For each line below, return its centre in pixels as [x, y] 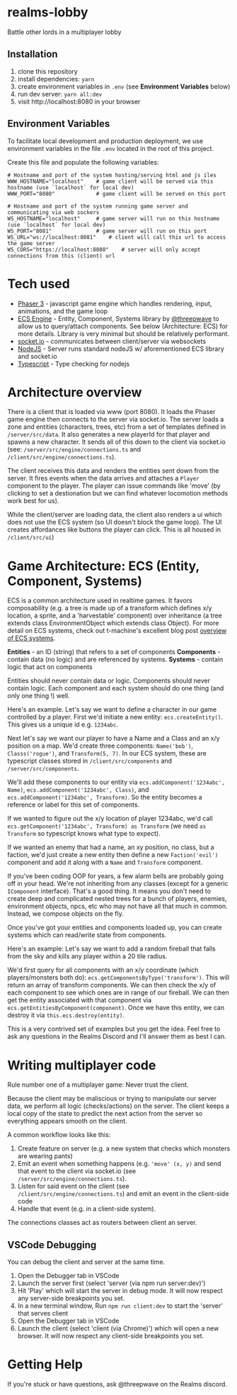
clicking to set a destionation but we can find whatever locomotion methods [118, 493]
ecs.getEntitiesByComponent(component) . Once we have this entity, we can [116, 1008]
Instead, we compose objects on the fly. [65, 914]
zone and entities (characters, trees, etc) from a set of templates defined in [117, 427]
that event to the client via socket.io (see [77, 1171]
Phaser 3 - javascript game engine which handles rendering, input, [115, 303]
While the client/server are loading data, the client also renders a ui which [115, 515]
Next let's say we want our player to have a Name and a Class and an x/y [114, 739]
